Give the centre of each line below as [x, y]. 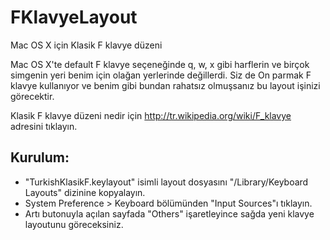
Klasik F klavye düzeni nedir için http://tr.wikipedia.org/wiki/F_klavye [151, 115]
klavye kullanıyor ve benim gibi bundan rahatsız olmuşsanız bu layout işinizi [165, 85]
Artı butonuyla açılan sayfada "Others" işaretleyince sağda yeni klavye [169, 213]
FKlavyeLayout [74, 17]
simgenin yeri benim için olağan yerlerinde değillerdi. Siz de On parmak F [161, 75]
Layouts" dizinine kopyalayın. [85, 192]
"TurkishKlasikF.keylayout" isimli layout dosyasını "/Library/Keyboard [166, 182]
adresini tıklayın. [44, 126]
